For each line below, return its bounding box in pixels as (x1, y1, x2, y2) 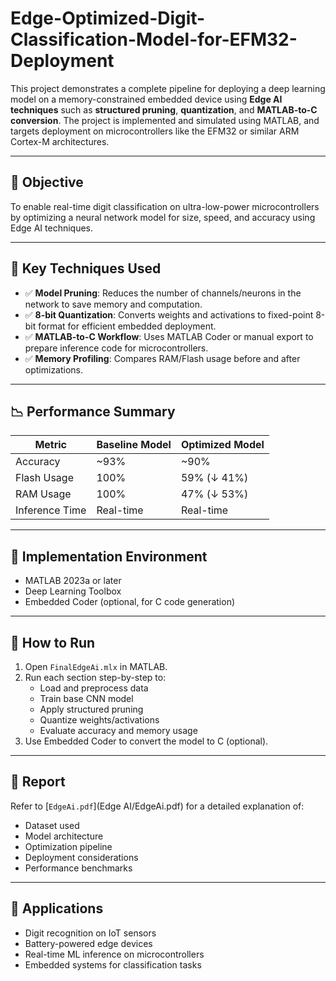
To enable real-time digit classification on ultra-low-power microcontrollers (10, 200, 320, 212)
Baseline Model (96, 438, 172, 452)
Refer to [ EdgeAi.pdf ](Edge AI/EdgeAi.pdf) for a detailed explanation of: (10, 800, 305, 812)
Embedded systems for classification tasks (24, 958, 202, 971)
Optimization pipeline (24, 840, 113, 852)
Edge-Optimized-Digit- (10, 7, 206, 30)
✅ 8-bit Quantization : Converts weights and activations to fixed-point (24, 308, 314, 321)
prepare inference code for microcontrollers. (24, 342, 209, 354)
